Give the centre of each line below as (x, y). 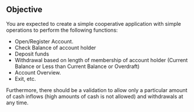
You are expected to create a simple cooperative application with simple (94, 23)
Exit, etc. (25, 79)
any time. (17, 103)
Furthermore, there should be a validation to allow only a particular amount (97, 90)
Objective (24, 10)
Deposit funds (32, 54)
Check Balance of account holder (55, 47)
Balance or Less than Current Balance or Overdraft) (77, 66)
